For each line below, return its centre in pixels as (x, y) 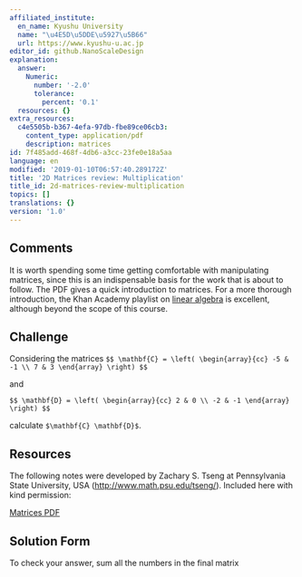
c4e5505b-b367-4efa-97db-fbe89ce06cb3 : (93, 128)
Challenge (39, 337)
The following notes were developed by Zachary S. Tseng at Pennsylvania (147, 476)
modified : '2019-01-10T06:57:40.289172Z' (89, 169)
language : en (34, 161)
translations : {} (42, 203)
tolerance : (54, 93)
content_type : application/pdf (85, 136)
